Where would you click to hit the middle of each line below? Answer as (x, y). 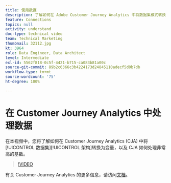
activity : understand (28, 29)
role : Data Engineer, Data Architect (45, 53)
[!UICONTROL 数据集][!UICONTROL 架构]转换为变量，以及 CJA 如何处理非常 (86, 147)
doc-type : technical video (34, 34)
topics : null (19, 24)
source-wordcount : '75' (31, 77)
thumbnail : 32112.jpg (28, 44)
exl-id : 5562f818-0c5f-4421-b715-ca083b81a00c (56, 63)
